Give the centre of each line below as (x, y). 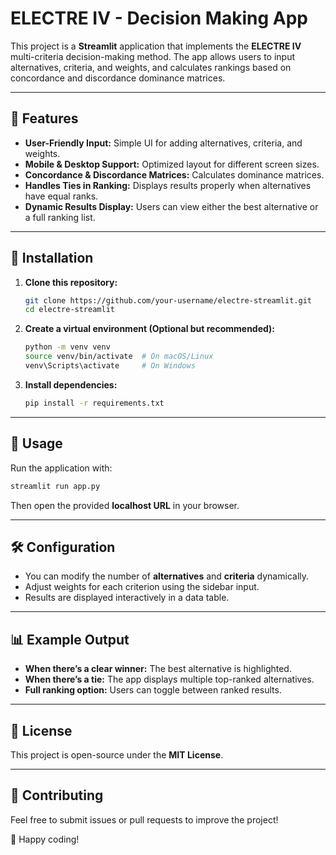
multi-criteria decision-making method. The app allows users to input (152, 56)
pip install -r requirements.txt (94, 403)
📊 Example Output (70, 639)
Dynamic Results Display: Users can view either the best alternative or (171, 206)
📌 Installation (52, 258)
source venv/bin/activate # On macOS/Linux (119, 357)
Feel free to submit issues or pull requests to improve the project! (144, 819)
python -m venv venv (67, 347)
